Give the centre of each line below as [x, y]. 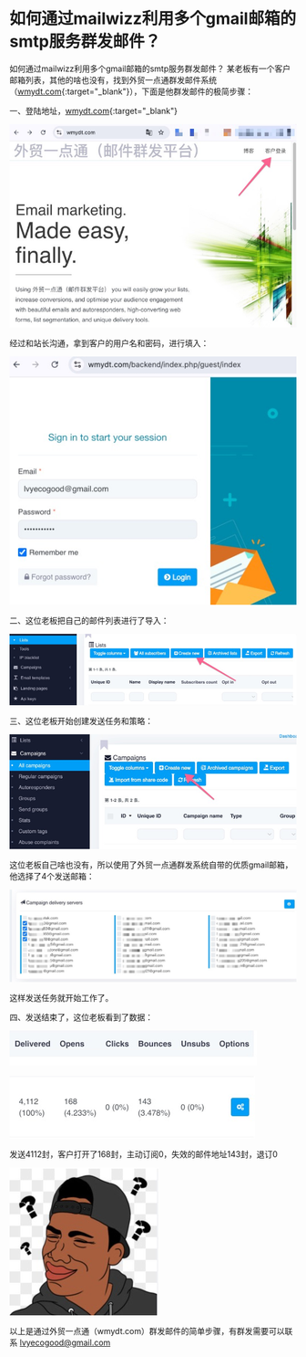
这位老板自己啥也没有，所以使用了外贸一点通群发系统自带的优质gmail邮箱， [151, 865]
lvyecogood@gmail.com [65, 1342]
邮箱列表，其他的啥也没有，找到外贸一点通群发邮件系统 [113, 79]
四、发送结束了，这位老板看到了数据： [81, 1017]
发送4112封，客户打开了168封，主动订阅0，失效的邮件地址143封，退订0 [143, 1154]
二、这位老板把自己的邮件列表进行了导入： [89, 620]
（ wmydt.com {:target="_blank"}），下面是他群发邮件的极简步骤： [131, 91]
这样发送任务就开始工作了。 [61, 997]
